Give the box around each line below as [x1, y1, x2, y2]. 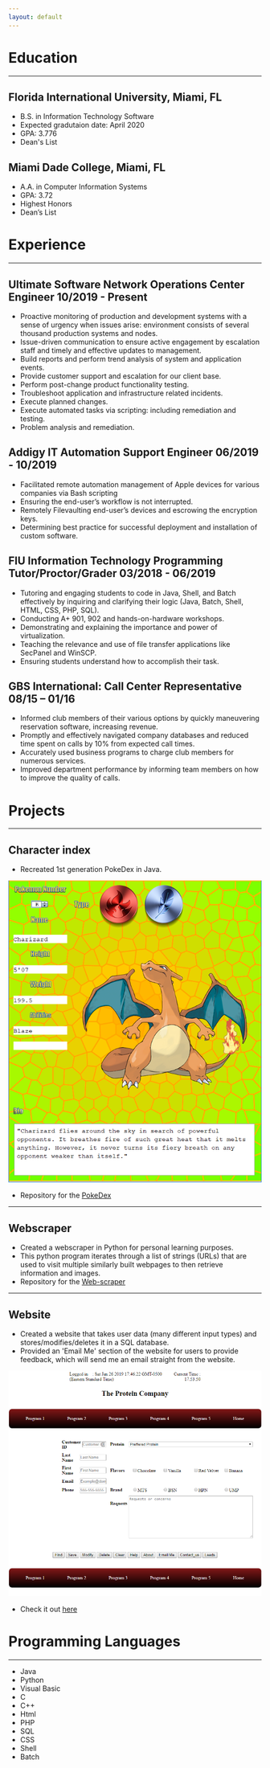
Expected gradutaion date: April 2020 [19, 121, 145, 130]
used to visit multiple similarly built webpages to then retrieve [19, 1260, 223, 1270]
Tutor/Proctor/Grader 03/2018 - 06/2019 [8, 567, 216, 580]
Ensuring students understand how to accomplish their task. [19, 656, 219, 666]
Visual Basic [19, 1684, 61, 1693]
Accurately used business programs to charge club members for [19, 747, 235, 757]
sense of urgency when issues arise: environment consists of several [19, 320, 249, 329]
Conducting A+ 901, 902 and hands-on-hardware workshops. [19, 613, 225, 623]
